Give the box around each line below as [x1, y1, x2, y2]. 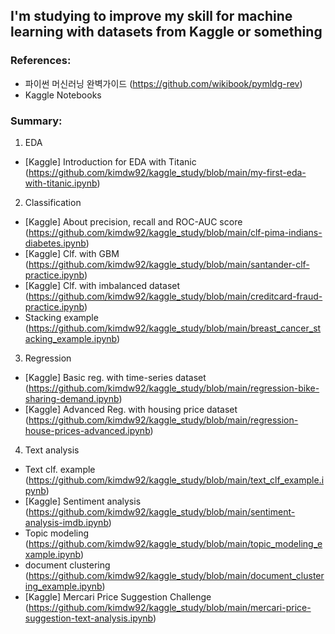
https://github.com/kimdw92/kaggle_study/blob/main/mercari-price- [28, 601, 312, 613]
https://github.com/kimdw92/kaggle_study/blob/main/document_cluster [28, 569, 325, 581]
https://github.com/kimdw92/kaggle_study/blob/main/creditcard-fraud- [28, 290, 323, 302]
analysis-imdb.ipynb [24, 516, 109, 528]
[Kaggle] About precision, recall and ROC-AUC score [24, 215, 243, 228]
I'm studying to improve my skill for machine [10, 8, 293, 25]
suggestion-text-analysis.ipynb [24, 612, 153, 624]
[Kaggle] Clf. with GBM [24, 247, 120, 259]
